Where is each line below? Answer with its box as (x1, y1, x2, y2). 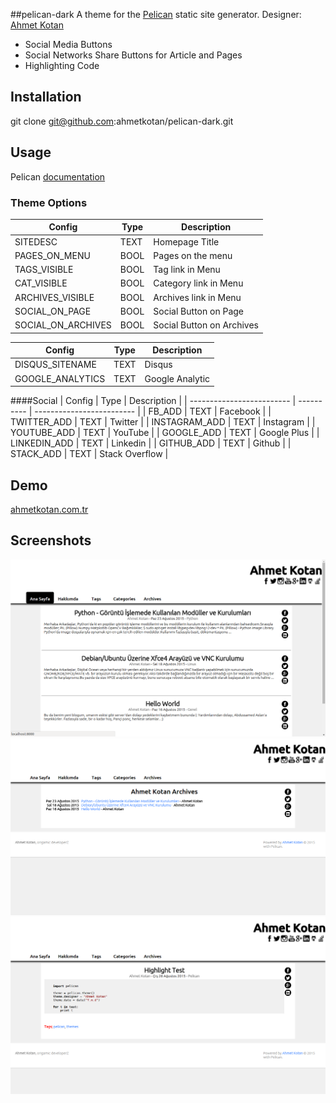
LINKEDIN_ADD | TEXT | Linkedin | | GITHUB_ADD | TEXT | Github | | (10, 437, 292, 449)
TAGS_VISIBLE (14, 264, 74, 276)
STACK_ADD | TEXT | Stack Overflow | (10, 448, 169, 460)
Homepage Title (153, 235, 220, 248)
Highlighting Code (24, 60, 100, 71)
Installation (10, 89, 82, 106)
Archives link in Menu (153, 291, 242, 303)
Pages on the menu (153, 249, 233, 261)
